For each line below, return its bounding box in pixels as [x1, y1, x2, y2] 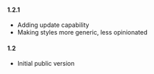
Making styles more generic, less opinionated [17, 28, 148, 37]
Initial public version [17, 59, 75, 68]
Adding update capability [17, 21, 89, 29]
